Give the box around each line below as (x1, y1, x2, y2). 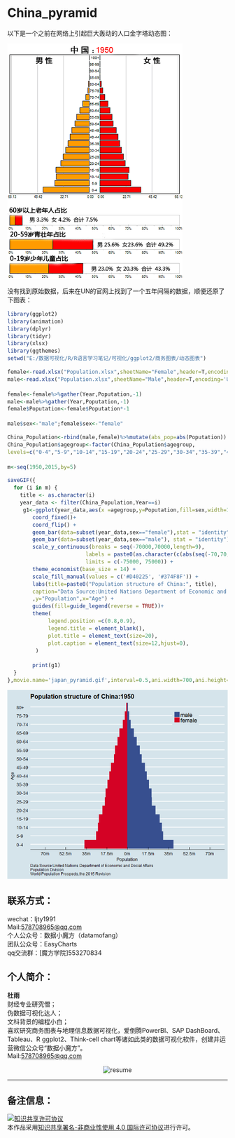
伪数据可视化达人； (7, 1008, 63, 1017)
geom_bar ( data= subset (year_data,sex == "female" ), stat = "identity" (32, 528, 230, 536)
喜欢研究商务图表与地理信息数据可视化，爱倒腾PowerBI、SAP (7, 1026, 185, 1034)
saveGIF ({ (7, 477, 36, 484)
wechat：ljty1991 (7, 914, 56, 923)
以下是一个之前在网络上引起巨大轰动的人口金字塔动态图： (7, 29, 173, 37)
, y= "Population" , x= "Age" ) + (32, 595, 114, 603)
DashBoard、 (185, 1026, 225, 1034)
